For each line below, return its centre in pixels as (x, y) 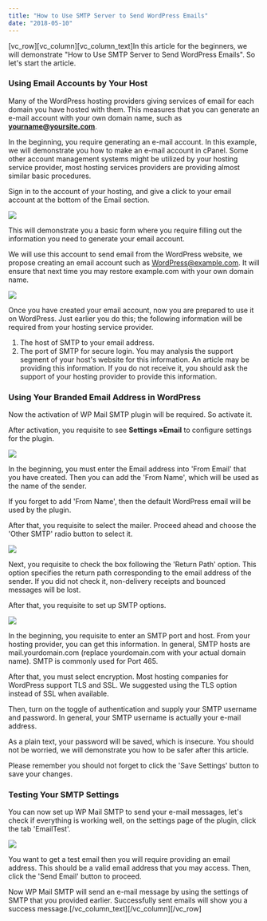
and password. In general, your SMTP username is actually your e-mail (125, 718)
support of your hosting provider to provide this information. (118, 376)
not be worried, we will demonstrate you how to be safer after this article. (129, 750)
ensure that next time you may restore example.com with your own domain (131, 271)
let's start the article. (42, 63)
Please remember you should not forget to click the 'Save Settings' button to (133, 766)
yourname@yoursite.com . (53, 126)
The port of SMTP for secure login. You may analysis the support (126, 351)
